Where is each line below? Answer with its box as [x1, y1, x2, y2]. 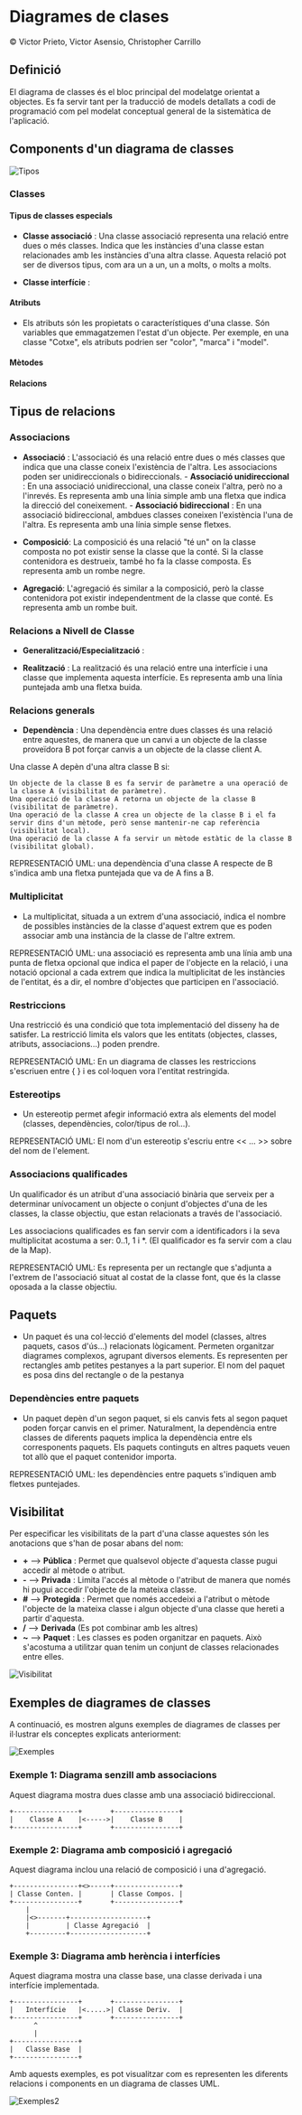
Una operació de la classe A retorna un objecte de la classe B [9, 795, 256, 804]
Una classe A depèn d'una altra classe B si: [9, 762, 170, 772]
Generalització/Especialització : [22, 645, 145, 656]
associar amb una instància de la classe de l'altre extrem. [22, 930, 236, 941]
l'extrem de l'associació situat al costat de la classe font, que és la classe [9, 1271, 281, 1282]
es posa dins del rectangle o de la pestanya [22, 1370, 185, 1380]
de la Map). [9, 1244, 51, 1255]
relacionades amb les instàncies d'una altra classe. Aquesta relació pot [22, 249, 287, 260]
